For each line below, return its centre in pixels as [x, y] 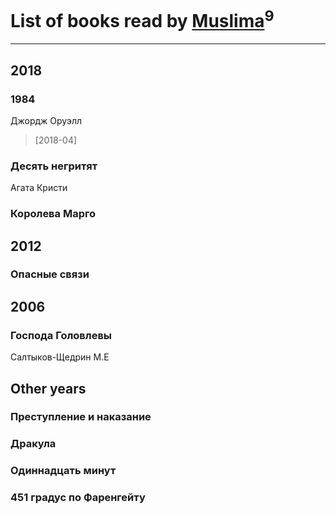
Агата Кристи [39, 188]
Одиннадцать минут [63, 471]
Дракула [33, 444]
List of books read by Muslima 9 [142, 19]
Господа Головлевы [61, 335]
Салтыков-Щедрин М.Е [60, 357]
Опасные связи [50, 274]
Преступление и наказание [81, 417]
